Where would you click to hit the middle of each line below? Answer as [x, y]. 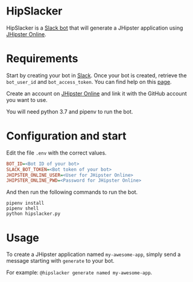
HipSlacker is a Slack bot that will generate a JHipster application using [95, 28]
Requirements [42, 59]
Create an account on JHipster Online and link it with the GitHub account [96, 93]
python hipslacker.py [33, 214]
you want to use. [27, 100]
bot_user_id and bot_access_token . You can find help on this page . [89, 82]
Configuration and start [66, 136]
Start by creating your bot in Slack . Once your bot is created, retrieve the [96, 75]
